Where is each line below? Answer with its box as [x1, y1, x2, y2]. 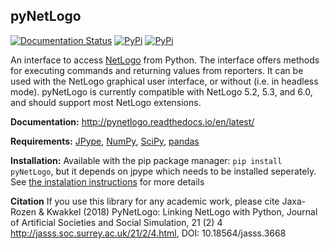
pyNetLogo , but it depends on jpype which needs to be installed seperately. [10, 165, 317, 177]
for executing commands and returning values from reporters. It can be [10, 64, 304, 76]
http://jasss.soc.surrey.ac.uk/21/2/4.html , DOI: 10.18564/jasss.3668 [10, 227, 287, 239]
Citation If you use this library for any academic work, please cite [10, 195, 280, 207]
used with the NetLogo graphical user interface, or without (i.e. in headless [10, 75, 319, 87]
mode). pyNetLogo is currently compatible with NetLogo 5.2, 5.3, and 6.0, [10, 85, 313, 98]
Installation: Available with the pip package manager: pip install [10, 154, 283, 166]
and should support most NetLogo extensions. [10, 96, 202, 108]
